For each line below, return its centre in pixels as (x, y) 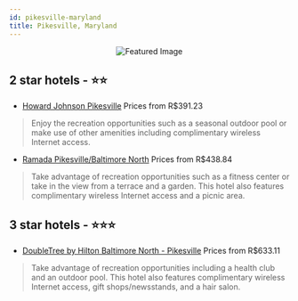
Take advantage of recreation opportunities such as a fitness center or (160, 177)
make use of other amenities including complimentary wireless (145, 133)
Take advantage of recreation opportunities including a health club (153, 268)
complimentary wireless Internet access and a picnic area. (138, 196)
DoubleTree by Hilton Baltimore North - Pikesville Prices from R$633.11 (151, 251)
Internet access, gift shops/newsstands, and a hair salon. (136, 287)
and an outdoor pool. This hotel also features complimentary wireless (158, 278)
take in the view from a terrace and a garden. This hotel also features (157, 186)
